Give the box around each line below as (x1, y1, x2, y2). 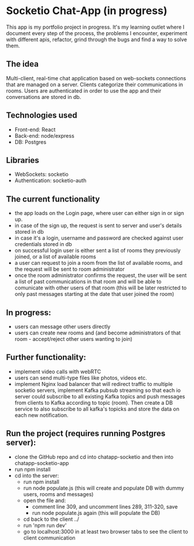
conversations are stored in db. (6, 93, 81, 100)
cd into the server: (14, 472, 59, 479)
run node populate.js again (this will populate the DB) (32, 509, 161, 516)
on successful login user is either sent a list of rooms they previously (14, 247, 181, 254)
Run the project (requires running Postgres (6, 429, 166, 439)
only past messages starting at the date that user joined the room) (14, 291, 175, 298)
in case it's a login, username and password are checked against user (14, 234, 183, 241)
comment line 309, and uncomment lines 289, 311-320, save (32, 503, 178, 510)
